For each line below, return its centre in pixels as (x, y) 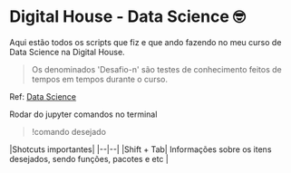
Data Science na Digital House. (67, 52)
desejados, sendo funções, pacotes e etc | (89, 159)
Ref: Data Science (43, 96)
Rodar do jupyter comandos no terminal (83, 114)
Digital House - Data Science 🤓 (128, 17)
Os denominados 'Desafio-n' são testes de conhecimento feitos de (157, 69)
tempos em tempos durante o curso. (99, 79)
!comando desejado (69, 131)
